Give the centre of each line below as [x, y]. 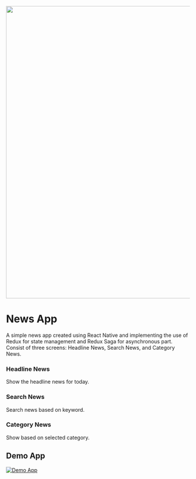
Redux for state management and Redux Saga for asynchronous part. [90, 341]
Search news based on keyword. [45, 409]
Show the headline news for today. [48, 382]
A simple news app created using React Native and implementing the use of [97, 335]
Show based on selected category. [48, 437]
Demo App [26, 456]
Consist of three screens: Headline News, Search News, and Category [90, 347]
